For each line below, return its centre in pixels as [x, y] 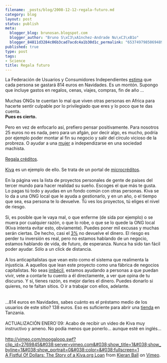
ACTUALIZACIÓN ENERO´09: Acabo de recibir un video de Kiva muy [75, 323]
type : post [16, 51]
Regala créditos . [22, 159]
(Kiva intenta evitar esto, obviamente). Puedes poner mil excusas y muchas [82, 228]
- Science [15, 61]
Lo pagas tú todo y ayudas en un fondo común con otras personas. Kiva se [82, 191]
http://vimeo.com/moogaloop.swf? [41, 339]
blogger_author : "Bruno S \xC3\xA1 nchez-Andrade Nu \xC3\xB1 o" [74, 38]
